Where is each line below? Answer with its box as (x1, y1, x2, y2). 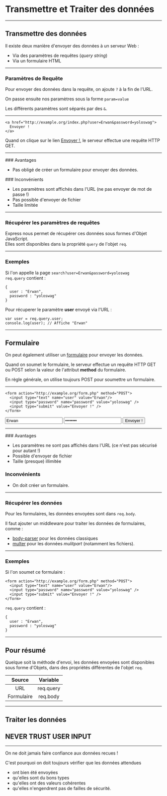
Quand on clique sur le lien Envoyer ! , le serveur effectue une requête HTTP (5, 137, 160, 143)
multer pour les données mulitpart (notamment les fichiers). (12, 541, 135, 547)
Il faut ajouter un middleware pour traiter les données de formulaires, (5, 520, 146, 526)
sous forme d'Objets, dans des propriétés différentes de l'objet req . (5, 665, 143, 671)
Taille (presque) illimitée (12, 458, 62, 464)
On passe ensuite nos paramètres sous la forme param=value (5, 96, 129, 102)
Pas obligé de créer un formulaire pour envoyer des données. (12, 167, 138, 173)
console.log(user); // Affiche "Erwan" (5, 321, 88, 326)
